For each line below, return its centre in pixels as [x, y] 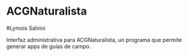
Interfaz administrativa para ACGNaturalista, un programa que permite [94, 40]
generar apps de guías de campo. [49, 46]
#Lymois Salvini [26, 28]
